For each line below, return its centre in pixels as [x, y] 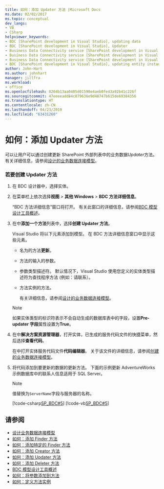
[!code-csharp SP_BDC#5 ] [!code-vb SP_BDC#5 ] [61, 403]
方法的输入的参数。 [39, 260]
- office [14, 87]
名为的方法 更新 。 [37, 250]
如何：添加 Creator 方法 [36, 451]
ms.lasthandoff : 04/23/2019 [34, 110]
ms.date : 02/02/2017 [26, 14]
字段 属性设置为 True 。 [51, 324]
